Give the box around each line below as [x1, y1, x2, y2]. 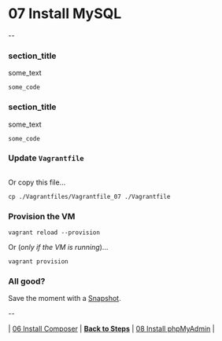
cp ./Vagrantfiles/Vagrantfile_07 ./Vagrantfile [8, 192, 171, 200]
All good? [8, 276, 46, 287]
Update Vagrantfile [8, 152, 84, 163]
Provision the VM [8, 211, 76, 222]
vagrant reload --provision [8, 229, 101, 236]
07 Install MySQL [8, 5, 122, 23]
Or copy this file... [8, 178, 66, 187]
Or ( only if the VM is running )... [8, 243, 109, 252]
